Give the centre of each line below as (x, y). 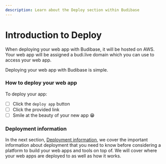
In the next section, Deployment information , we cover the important (77, 140)
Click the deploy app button (41, 104)
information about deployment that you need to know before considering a (83, 145)
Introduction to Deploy (54, 35)
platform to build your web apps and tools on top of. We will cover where (81, 151)
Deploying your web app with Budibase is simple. (57, 70)
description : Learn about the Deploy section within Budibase (72, 10)
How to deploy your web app (41, 83)
